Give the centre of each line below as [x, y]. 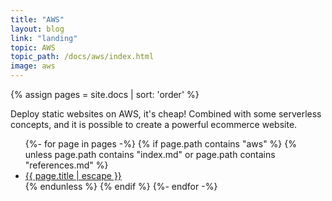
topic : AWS [33, 47]
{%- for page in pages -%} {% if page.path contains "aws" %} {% [160, 144]
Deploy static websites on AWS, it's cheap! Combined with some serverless [166, 114]
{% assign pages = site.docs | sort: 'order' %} [105, 94]
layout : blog [37, 29]
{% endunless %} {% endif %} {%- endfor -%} [121, 186]
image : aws [33, 66]
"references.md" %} [66, 165]
